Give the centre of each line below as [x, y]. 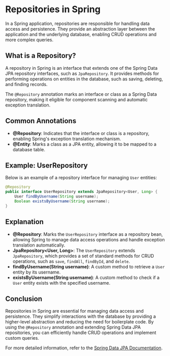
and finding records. [26, 84]
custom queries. [22, 338]
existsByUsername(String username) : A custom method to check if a [86, 277]
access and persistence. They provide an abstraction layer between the [80, 29]
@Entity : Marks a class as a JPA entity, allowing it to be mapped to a [84, 144]
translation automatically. [39, 245]
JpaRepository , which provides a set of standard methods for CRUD [83, 256]
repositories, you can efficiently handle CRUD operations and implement [81, 333]
